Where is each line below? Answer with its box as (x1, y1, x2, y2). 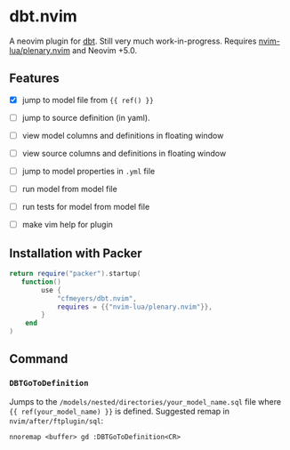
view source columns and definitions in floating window (21, 148, 227, 158)
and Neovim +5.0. (72, 44, 138, 55)
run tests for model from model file (21, 202, 150, 213)
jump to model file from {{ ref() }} (21, 94, 154, 105)
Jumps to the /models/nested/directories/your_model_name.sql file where (9, 396, 282, 406)
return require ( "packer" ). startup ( (9, 269, 141, 278)
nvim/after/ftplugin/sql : (9, 415, 104, 426)
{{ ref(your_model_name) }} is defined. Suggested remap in (9, 406, 230, 416)
